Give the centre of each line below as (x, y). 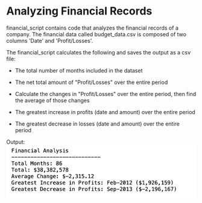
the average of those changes (52, 100)
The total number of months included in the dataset (79, 70)
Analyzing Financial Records (79, 11)
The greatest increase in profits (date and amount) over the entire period (105, 112)
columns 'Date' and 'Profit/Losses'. (50, 40)
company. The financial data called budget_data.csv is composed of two (96, 34)
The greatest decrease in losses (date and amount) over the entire (97, 124)
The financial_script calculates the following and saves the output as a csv (99, 52)
